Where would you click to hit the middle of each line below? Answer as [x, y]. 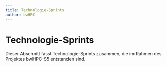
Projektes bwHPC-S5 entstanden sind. [45, 59]
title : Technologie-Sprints [35, 10]
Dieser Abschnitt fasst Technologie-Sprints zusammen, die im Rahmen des [83, 54]
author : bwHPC [20, 15]
